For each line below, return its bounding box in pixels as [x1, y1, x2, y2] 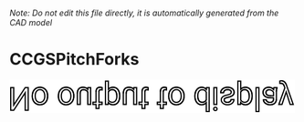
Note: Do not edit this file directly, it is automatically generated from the [9, 7, 279, 18]
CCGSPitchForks [9, 48, 140, 69]
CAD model [9, 16, 53, 27]
